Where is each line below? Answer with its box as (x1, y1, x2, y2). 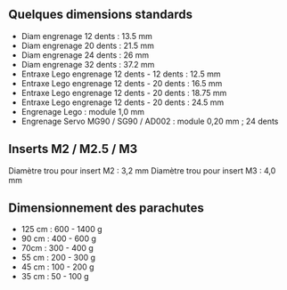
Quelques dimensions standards (8, 7, 193, 22)
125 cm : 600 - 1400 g (20, 224, 103, 235)
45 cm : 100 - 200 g (20, 262, 94, 272)
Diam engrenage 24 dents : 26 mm (20, 49, 150, 60)
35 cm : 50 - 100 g (20, 271, 90, 282)
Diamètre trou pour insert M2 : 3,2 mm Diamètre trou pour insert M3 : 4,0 (8, 165, 276, 176)
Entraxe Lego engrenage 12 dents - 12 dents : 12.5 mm (20, 68, 221, 79)
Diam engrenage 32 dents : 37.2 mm (20, 59, 155, 69)
